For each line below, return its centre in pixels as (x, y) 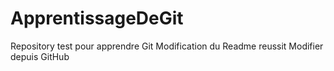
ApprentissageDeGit (97, 18)
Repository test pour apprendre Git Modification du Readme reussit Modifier (167, 46)
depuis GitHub (40, 56)
